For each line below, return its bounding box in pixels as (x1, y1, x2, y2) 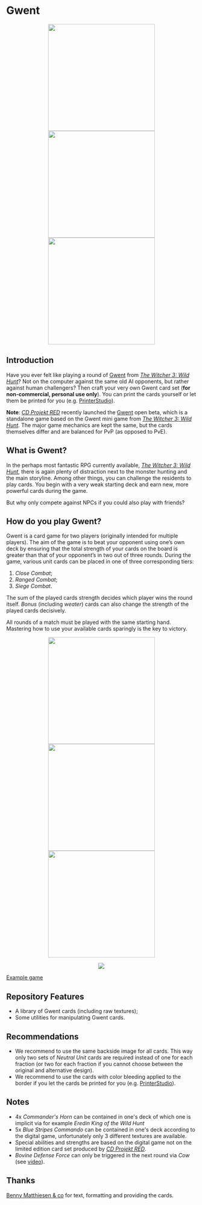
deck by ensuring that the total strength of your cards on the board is (6, 545, 178, 553)
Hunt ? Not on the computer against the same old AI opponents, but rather (6, 378, 189, 385)
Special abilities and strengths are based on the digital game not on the (14, 1139, 192, 1146)
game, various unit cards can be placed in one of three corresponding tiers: (6, 558, 194, 565)
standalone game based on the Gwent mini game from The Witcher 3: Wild (6, 415, 192, 422)
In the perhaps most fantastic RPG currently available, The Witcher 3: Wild (6, 461, 191, 469)
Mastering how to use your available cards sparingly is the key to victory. (6, 625, 188, 632)
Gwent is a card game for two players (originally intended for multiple (6, 532, 178, 539)
